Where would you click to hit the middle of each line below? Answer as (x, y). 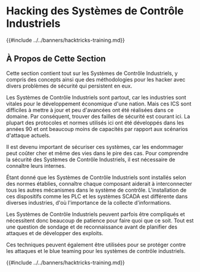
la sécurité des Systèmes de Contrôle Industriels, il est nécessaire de (91, 160)
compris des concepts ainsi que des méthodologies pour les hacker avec (96, 79)
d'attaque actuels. (28, 135)
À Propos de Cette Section (56, 59)
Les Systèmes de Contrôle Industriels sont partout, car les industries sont (96, 97)
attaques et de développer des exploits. (55, 233)
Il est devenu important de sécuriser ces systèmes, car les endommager (95, 146)
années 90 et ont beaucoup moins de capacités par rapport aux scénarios (97, 129)
